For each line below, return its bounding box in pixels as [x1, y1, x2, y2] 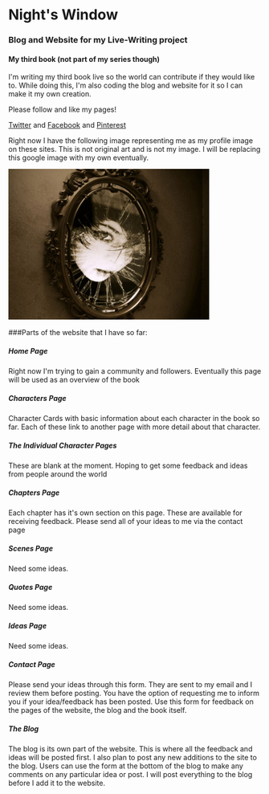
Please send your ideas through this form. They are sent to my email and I [8, 680, 253, 690]
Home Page [8, 346, 48, 355]
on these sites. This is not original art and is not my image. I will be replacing [8, 145, 261, 154]
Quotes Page [8, 582, 53, 591]
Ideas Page [8, 620, 47, 630]
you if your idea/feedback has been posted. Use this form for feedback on [8, 697, 255, 706]
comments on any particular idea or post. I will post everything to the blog [8, 770, 253, 780]
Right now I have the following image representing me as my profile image [8, 136, 254, 145]
